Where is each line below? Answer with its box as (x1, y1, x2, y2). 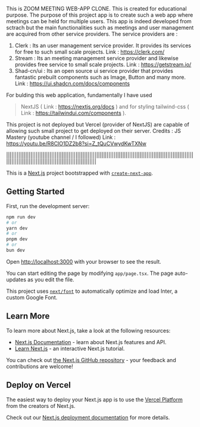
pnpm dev (6, 236, 28, 242)
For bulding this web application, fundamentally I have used (6, 92, 152, 98)
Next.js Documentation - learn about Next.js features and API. (14, 338, 167, 345)
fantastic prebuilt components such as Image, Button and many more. (14, 74, 186, 81)
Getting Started (6, 187, 65, 197)
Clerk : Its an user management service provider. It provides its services (14, 42, 192, 49)
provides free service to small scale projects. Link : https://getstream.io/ (14, 61, 192, 68)
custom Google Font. (6, 293, 58, 301)
